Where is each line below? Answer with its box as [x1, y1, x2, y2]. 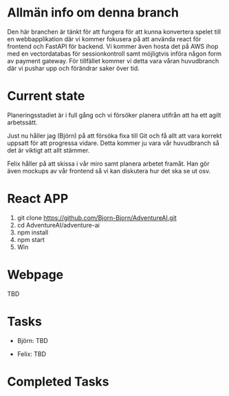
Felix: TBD [17, 349, 47, 358]
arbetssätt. [7, 118, 38, 126]
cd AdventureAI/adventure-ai [17, 221, 100, 229]
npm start [17, 235, 45, 243]
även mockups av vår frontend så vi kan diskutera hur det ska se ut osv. [7, 166, 211, 175]
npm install [17, 228, 49, 236]
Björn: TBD [17, 336, 48, 344]
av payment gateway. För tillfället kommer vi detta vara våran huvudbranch [7, 56, 219, 65]
